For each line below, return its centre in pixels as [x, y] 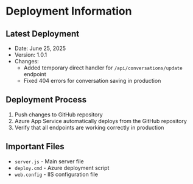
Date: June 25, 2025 [40, 48]
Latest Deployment [43, 34]
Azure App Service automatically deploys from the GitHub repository [100, 121]
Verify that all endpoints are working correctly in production [89, 127]
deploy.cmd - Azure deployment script [62, 168]
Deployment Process [46, 100]
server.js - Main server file [49, 161]
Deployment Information [69, 11]
